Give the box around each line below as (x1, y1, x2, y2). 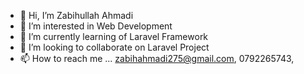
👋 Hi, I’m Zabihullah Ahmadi (19, 10, 134, 21)
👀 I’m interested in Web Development (19, 20, 173, 32)
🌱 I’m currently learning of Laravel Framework (19, 31, 209, 42)
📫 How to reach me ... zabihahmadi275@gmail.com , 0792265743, (19, 53, 295, 64)
